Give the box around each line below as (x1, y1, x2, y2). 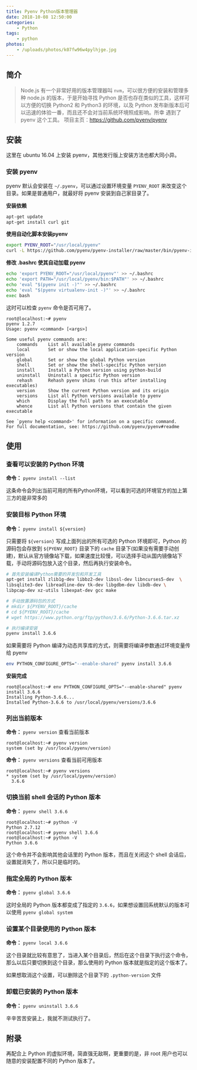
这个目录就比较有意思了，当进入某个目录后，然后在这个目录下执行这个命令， (6, 952, 191, 959)
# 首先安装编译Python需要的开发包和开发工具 (6, 571, 101, 577)
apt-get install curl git (6, 219, 69, 225)
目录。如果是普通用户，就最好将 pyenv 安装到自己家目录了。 (6, 189, 152, 197)
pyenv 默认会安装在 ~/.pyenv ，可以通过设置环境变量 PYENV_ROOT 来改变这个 (6, 182, 187, 189)
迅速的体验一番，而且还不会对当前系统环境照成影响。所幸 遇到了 (25, 109, 182, 116)
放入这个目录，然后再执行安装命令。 (46, 559, 135, 567)
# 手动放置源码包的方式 (6, 598, 56, 604)
